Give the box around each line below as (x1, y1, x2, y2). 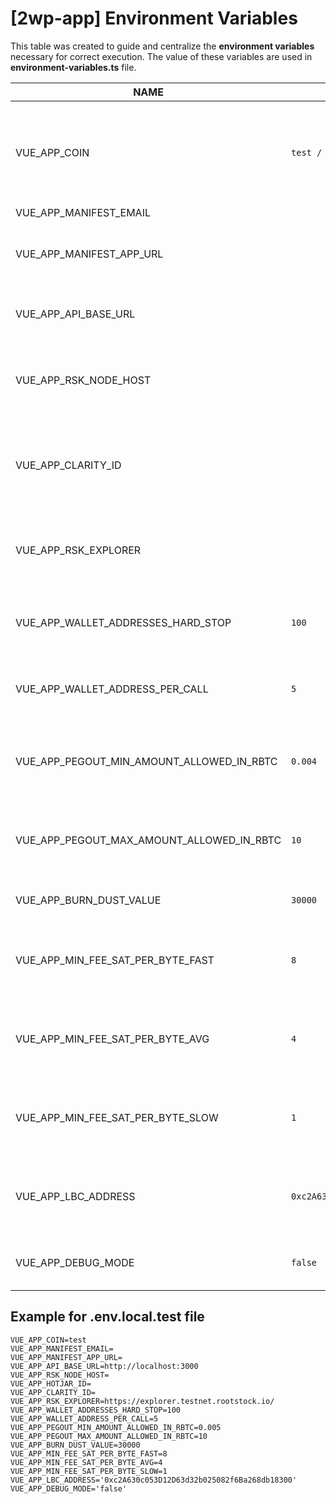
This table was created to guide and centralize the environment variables (10, 40, 315, 52)
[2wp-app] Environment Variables (10, 7, 298, 30)
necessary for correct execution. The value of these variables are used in (10, 50, 313, 62)
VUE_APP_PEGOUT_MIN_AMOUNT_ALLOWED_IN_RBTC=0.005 (10, 1422, 222, 1432)
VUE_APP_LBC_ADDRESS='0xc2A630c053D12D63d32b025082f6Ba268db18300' (10, 1475, 298, 1485)
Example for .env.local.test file (10, 1308, 205, 1326)
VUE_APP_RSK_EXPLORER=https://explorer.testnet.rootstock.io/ (10, 1396, 275, 1406)
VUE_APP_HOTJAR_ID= (10, 1378, 92, 1389)
